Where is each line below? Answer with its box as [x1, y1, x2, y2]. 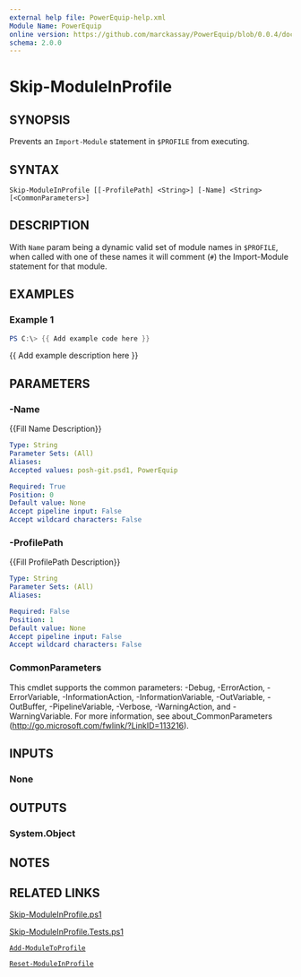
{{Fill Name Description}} [9, 423, 102, 435]
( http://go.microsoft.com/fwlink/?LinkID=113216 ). [9, 720, 190, 731]
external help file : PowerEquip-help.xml [9, 13, 167, 22]
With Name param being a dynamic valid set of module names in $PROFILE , [9, 241, 279, 252]
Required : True [9, 481, 66, 491]
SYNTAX [9, 162, 60, 177]
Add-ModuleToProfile [9, 944, 87, 953]
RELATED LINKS [9, 886, 100, 901]
